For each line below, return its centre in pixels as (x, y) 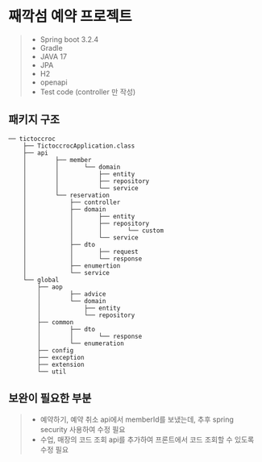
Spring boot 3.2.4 (69, 39)
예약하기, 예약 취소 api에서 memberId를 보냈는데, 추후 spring (137, 419)
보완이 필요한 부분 (50, 399)
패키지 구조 (34, 120)
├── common (56, 322)
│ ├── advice (72, 294)
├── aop (50, 287)
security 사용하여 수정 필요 (83, 429)
